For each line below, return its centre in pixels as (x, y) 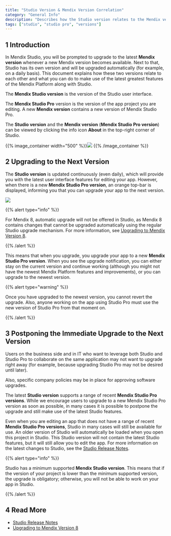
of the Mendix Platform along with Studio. (49, 84)
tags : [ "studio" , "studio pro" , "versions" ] (53, 24)
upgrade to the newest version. (38, 277)
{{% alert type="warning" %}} (37, 287)
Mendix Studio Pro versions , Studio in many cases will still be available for (84, 427)
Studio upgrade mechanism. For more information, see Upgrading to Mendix (85, 230)
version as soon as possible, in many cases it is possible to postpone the (81, 406)
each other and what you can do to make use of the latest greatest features (84, 79)
